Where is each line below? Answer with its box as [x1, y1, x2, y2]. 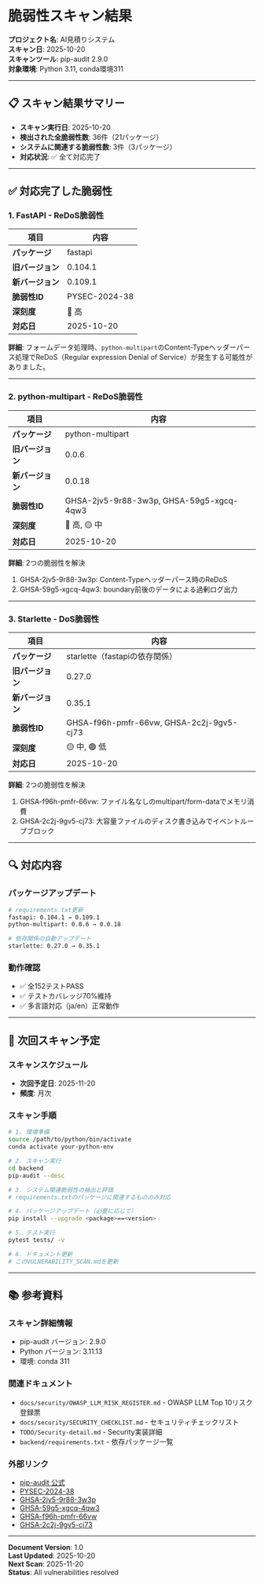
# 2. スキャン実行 [8, 1157, 61, 1165]
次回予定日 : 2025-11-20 [19, 1079, 96, 1088]
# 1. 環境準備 [8, 1128, 49, 1136]
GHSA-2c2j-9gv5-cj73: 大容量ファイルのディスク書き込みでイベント [19, 816, 241, 826]
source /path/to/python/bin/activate [8, 1136, 132, 1144]
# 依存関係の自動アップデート [8, 935, 92, 943]
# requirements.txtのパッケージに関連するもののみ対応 [8, 1193, 171, 1201]
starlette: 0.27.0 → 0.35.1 [8, 942, 101, 951]
